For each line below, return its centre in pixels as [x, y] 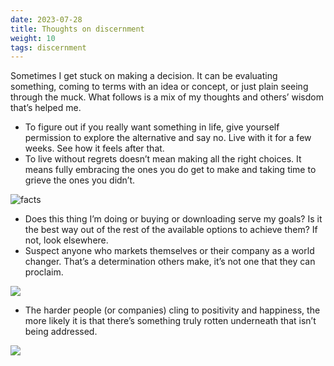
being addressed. [61, 332]
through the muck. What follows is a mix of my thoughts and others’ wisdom [167, 97]
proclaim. [44, 272]
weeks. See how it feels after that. [94, 148]
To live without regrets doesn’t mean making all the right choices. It [163, 159]
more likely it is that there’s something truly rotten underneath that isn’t [170, 321]
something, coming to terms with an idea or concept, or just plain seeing [159, 87]
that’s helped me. [46, 108]
